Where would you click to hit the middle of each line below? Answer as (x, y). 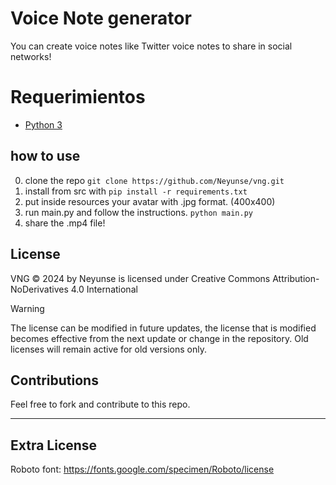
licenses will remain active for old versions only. (108, 349)
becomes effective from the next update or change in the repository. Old (159, 338)
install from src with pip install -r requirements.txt (136, 191)
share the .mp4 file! (65, 223)
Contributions (54, 380)
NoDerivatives (39, 289)
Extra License (54, 445)
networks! (31, 56)
